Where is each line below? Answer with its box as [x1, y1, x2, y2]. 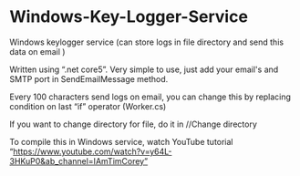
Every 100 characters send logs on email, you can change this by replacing [9, 91, 292, 102]
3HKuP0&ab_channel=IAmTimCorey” [9, 155, 149, 166]
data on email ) [9, 46, 66, 57]
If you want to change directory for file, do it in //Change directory [9, 119, 258, 129]
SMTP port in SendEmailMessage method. [9, 73, 169, 84]
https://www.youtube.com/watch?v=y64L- [13, 146, 172, 157]
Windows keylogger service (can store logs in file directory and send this [9, 36, 284, 47]
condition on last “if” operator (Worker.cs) [9, 100, 167, 111]
